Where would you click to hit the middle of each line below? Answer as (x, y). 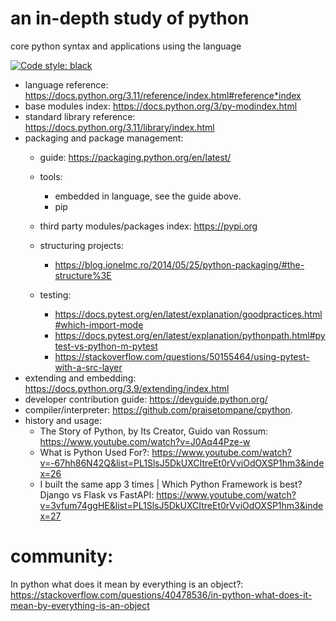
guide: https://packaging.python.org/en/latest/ (135, 157)
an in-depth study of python (130, 18)
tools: (51, 176)
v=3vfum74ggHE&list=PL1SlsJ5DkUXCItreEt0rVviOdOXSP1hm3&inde (181, 505)
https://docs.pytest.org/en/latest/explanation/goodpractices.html (188, 314)
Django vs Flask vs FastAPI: (97, 494)
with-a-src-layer (88, 367)
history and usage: (63, 420)
